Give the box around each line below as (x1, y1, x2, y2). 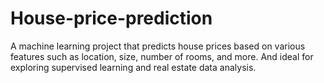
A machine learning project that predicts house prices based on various (10, 40, 306, 52)
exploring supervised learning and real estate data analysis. (10, 61, 257, 73)
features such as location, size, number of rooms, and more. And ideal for (10, 50, 314, 62)
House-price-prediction (10, 7, 213, 30)
